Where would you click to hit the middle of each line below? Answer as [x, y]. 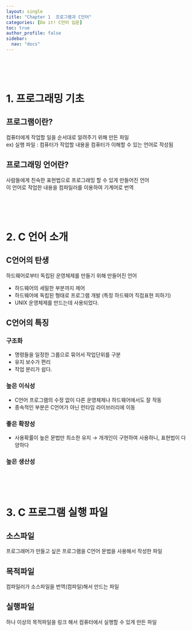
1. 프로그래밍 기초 [45, 99]
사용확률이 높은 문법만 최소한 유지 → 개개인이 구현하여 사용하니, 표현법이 [97, 437]
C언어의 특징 [28, 323]
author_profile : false [34, 33]
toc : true [18, 28]
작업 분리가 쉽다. [33, 369]
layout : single [25, 11]
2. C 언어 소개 [37, 237]
